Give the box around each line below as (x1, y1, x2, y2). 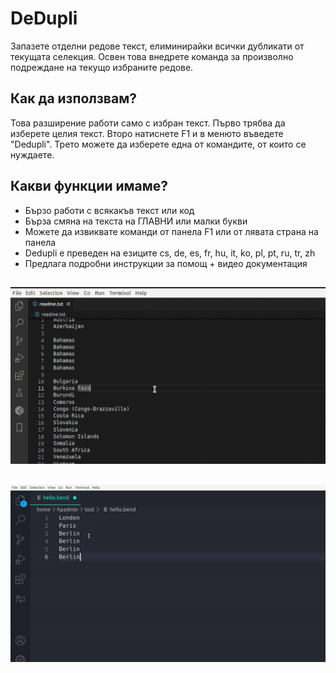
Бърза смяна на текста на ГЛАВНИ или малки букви (24, 215, 248, 227)
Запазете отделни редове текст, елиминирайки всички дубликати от (10, 40, 305, 52)
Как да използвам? (10, 90, 137, 107)
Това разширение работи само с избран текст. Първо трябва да (10, 117, 286, 129)
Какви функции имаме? (10, 178, 169, 195)
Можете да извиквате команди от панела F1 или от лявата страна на (24, 225, 319, 237)
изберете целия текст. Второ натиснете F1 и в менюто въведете (10, 127, 284, 139)
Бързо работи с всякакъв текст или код (24, 204, 195, 216)
